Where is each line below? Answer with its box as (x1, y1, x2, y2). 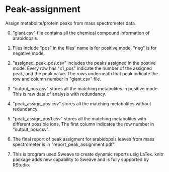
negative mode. (12, 50, 45, 56)
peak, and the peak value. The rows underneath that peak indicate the (12, 70, 158, 76)
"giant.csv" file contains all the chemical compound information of (12, 30, 150, 36)
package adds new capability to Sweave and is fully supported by (12, 156, 149, 162)
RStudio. (12, 161, 31, 167)
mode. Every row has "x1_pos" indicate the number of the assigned (12, 65, 152, 71)
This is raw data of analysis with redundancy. (12, 91, 107, 97)
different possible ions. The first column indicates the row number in (12, 121, 154, 127)
